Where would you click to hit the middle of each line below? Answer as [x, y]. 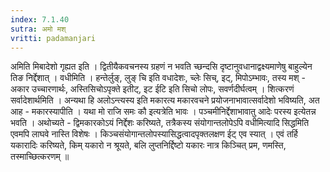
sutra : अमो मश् [38, 29]
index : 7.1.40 [40, 19]
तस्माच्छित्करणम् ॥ [40, 157]
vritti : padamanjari [53, 38]
